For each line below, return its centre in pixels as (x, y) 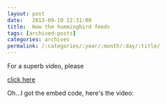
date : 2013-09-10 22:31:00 (49, 20)
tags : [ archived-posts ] (42, 33)
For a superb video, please (46, 66)
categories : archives (39, 40)
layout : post (26, 14)
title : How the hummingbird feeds (59, 27)
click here (22, 80)
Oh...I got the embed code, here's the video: (71, 93)
